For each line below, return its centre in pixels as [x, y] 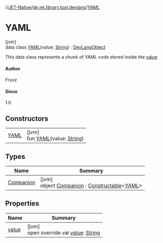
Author [13, 68]
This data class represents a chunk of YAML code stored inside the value [81, 57]
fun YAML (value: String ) [56, 139]
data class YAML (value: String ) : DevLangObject [55, 47]
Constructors [27, 118]
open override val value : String [64, 232]
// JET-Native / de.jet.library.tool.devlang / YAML [53, 7]
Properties [22, 204]
